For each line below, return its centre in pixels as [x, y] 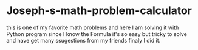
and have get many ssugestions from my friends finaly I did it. [84, 40]
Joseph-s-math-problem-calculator [99, 11]
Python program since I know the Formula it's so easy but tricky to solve [97, 34]
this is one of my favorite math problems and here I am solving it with [93, 27]
